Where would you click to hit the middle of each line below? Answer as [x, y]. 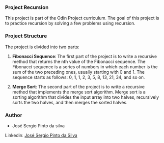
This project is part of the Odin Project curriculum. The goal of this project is [82, 18]
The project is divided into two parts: [42, 47]
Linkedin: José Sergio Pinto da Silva [41, 135]
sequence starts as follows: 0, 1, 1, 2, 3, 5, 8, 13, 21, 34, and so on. [79, 77]
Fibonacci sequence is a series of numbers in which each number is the [85, 67]
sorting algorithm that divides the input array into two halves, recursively [85, 97]
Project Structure [26, 36]
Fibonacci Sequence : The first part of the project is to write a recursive [84, 56]
